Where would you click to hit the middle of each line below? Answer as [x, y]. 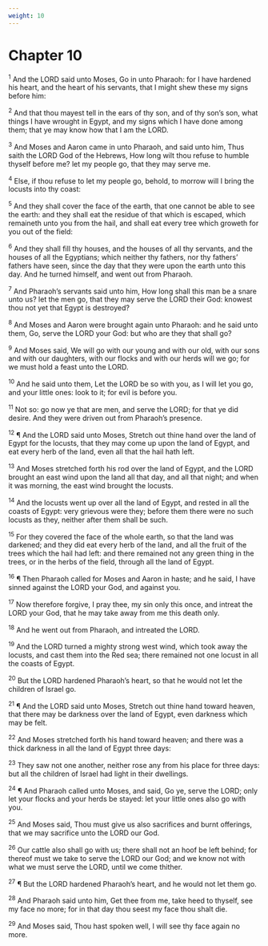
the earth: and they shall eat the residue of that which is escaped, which [127, 214]
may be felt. [28, 723]
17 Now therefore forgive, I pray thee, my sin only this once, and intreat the [131, 604]
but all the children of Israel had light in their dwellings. [98, 774]
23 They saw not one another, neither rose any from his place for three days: [134, 764]
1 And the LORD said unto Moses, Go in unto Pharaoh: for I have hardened [130, 79]
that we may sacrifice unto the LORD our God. [84, 833]
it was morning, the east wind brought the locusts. [91, 486]
